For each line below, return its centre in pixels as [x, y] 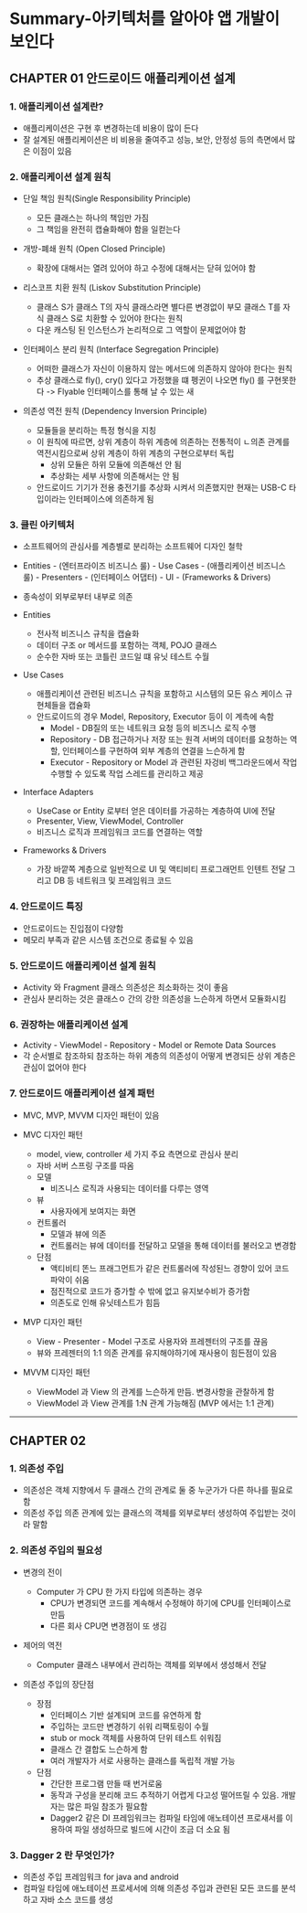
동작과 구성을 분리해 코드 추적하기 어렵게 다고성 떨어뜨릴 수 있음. [164, 1795]
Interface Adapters [58, 792]
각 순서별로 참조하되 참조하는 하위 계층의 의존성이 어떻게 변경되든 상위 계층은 [159, 1056]
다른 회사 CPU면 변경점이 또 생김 [108, 1626]
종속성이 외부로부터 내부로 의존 [78, 597]
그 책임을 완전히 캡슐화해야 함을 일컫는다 [108, 229]
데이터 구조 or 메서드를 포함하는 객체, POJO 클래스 [127, 645]
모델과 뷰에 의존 [78, 1234]
